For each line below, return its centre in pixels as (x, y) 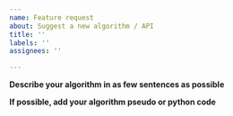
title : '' (28, 34)
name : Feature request (52, 18)
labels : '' (30, 43)
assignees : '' (36, 51)
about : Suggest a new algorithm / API (82, 26)
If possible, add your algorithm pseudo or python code (113, 102)
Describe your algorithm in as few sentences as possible (117, 85)
